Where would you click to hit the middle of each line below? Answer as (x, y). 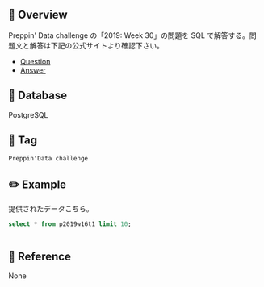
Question (35, 61)
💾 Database (38, 96)
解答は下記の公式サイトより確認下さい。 (96, 45)
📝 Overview (38, 15)
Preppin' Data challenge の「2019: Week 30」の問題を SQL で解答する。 (129, 35)
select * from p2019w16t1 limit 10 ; (70, 224)
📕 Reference (40, 256)
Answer (33, 70)
